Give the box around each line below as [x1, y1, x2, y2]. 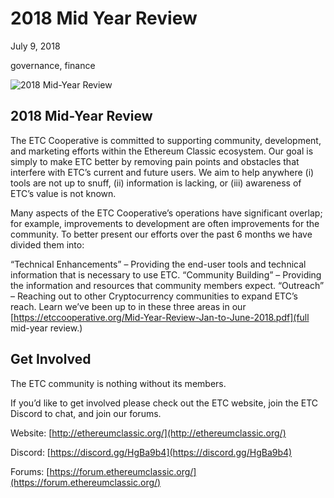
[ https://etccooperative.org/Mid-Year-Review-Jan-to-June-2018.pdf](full [10, 311, 310, 323]
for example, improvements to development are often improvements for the [10, 217, 320, 229]
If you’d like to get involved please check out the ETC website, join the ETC [10, 397, 319, 409]
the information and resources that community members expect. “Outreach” [10, 279, 325, 291]
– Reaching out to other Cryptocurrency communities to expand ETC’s [10, 290, 298, 302]
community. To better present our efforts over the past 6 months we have [10, 228, 313, 240]
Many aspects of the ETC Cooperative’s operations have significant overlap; [10, 207, 323, 219]
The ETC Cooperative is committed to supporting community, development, [10, 134, 322, 146]
